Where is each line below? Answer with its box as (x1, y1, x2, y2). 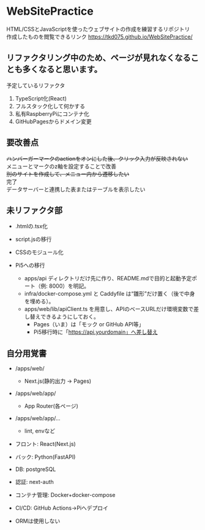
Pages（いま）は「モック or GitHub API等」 (33, 321, 144, 328)
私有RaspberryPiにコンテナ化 (15, 110, 90, 117)
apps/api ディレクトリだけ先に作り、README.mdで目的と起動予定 (24, 275, 192, 282)
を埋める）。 (24, 298, 54, 305)
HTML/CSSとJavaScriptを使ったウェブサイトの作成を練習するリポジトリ (6, 25, 190, 33)
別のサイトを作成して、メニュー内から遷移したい (6, 170, 130, 177)
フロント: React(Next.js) (15, 440, 76, 448)
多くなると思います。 (22, 64, 102, 75)
